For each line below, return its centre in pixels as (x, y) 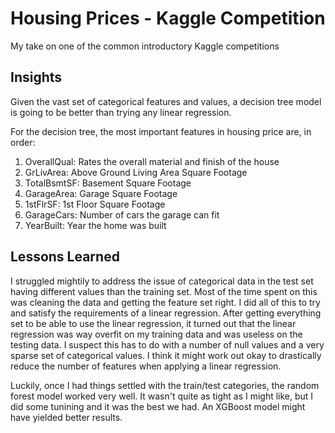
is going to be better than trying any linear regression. (121, 112)
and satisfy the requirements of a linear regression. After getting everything (166, 313)
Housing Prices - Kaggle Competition (168, 18)
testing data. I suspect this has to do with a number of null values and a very (167, 344)
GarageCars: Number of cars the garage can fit (122, 214)
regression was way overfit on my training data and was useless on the (156, 334)
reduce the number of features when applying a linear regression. (146, 366)
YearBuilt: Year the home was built (95, 225)
